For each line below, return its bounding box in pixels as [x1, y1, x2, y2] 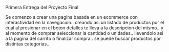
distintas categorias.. [5, 41, 50, 47]
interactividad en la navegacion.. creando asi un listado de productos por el [5, 20, 164, 25]
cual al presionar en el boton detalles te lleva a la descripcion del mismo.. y [5, 25, 164, 31]
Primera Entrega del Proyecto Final [5, 5, 78, 10]
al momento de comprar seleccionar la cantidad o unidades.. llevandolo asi [5, 30, 163, 36]
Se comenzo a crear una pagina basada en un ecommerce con [5, 14, 138, 20]
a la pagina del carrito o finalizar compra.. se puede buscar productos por [5, 35, 161, 41]
